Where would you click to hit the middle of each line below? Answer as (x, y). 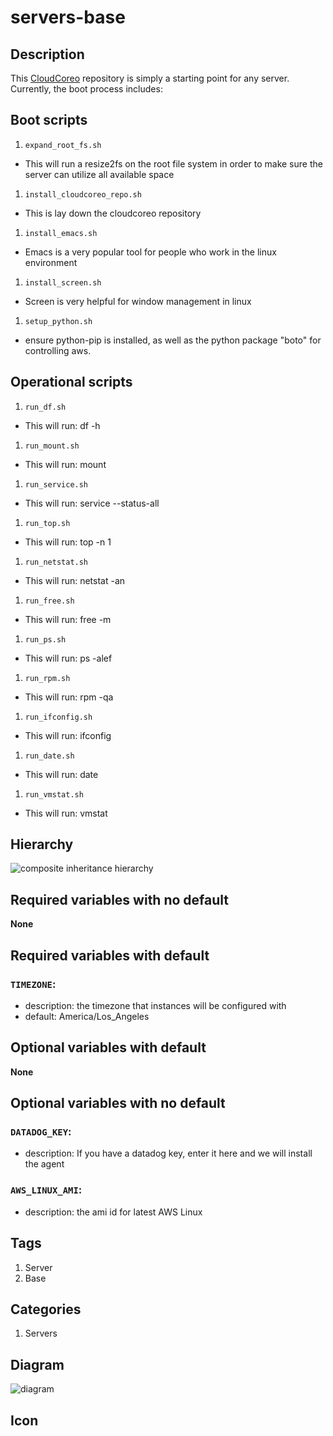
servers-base (68, 17)
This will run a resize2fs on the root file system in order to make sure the (173, 163)
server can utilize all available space (99, 174)
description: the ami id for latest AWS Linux (113, 1212)
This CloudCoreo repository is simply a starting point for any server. (150, 78)
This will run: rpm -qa (69, 697)
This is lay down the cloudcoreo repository (113, 213)
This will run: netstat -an (75, 580)
